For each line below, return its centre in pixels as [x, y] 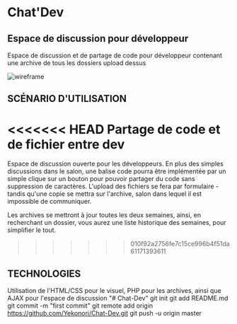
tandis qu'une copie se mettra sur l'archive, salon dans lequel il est [105, 194]
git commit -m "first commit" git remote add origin [80, 306]
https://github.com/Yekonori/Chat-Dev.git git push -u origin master [105, 313]
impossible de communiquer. [50, 202]
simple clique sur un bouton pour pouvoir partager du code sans [102, 179]
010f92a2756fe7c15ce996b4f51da [180, 244]
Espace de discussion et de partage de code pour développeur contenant [115, 55]
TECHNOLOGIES [44, 273]
